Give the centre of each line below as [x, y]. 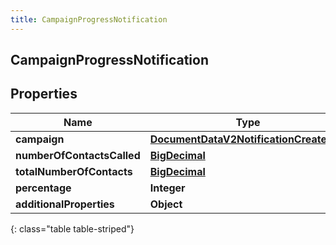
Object [166, 204]
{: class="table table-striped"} [72, 228]
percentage [43, 188]
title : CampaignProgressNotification [89, 19]
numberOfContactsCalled [78, 155]
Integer [167, 188]
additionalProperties [65, 204]
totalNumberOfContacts [74, 171]
